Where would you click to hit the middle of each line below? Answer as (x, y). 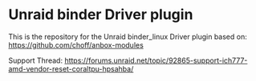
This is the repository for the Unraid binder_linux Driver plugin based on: (128, 37)
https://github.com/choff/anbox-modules (76, 44)
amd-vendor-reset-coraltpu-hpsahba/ (71, 68)
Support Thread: (35, 60)
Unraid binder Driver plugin (101, 15)
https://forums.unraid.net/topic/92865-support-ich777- (156, 60)
